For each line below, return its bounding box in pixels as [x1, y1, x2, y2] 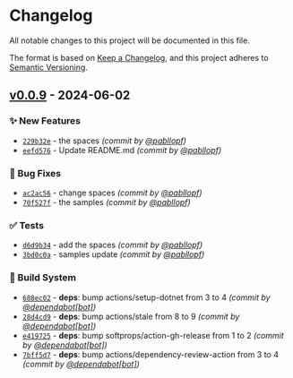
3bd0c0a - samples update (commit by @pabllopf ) [22, 249, 205, 260]
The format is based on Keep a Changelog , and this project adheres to [9, 52, 269, 63]
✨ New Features [9, 115, 81, 127]
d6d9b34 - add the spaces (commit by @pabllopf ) [22, 239, 203, 251]
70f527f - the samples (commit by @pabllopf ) [22, 196, 191, 207]
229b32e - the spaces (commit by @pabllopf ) [22, 135, 186, 146]
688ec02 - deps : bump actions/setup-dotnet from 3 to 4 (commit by [22, 292, 271, 303]
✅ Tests [9, 219, 45, 231]
